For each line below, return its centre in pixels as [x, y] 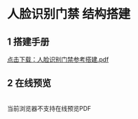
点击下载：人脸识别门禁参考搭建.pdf [58, 60]
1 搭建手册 [28, 42]
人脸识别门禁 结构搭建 [69, 14]
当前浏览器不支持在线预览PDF [49, 108]
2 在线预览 [29, 83]
